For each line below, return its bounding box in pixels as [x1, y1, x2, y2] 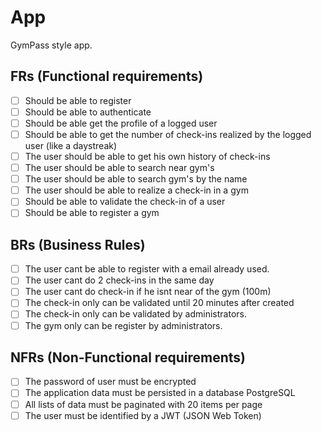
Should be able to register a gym [24, 207, 160, 219]
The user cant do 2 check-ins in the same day [24, 274, 215, 286]
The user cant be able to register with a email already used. [24, 263, 270, 275]
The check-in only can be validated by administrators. [24, 308, 248, 320]
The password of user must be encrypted [24, 376, 197, 388]
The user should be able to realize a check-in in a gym [24, 184, 249, 196]
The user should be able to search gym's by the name [24, 173, 248, 185]
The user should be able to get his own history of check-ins [24, 151, 271, 162]
